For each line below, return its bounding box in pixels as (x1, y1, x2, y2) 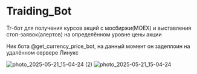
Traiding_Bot (6, 4, 72, 18)
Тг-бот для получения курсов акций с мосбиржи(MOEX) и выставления (6, 24, 192, 32)
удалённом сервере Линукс (6, 49, 79, 56)
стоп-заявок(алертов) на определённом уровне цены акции (6, 30, 162, 38)
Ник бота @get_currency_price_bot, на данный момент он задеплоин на (6, 42, 190, 50)
